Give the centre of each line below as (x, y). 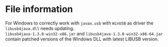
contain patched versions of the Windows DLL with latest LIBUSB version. (82, 39)
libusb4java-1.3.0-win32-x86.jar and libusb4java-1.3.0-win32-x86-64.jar (84, 33)
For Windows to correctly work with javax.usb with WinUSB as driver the (79, 23)
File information (39, 9)
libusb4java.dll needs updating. (40, 28)
